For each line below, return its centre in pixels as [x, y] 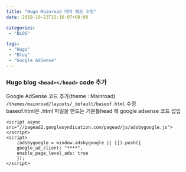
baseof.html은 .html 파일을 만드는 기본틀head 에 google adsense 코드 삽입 [94, 111]
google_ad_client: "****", [50, 148]
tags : [13, 44]
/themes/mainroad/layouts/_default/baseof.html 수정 [71, 103]
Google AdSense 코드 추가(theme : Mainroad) [61, 96]
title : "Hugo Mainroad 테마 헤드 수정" [51, 12]
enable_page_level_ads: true [53, 153]
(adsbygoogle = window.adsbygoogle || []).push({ [79, 143]
